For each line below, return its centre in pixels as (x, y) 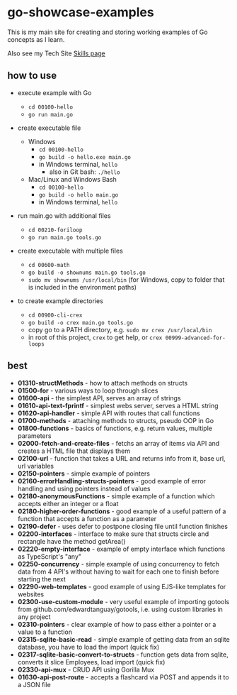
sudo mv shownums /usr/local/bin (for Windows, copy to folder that (126, 279)
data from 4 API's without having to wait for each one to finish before (118, 571)
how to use (32, 76)
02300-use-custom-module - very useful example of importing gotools (123, 601)
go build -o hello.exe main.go (85, 157)
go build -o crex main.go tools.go (80, 323)
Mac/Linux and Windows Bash (72, 179)
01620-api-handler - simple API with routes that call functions (109, 413)
